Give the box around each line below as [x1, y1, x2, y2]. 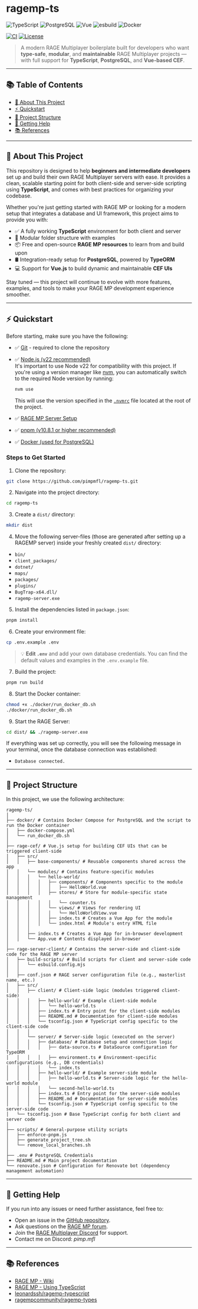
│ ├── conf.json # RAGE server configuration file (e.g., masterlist [6, 972, 186, 978]
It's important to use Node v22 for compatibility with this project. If [14, 362, 177, 370]
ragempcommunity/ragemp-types [14, 1296, 97, 1303]
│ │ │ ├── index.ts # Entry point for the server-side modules [6, 1091, 181, 1097]
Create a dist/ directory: [14, 511, 75, 518]
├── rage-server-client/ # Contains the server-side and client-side [6, 947, 181, 952]
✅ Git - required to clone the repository [14, 344, 110, 351]
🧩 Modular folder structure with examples [14, 234, 116, 241]
